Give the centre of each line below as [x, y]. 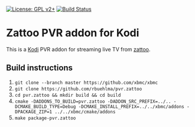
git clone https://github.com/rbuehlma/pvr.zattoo [78, 89]
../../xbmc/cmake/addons [85, 112]
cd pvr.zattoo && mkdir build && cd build [68, 95]
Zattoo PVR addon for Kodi [73, 33]
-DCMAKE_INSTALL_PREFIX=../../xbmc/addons [131, 106]
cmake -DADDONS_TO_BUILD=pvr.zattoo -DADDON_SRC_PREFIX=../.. [93, 101]
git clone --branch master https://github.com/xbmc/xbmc [86, 83]
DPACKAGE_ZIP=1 [33, 112]
